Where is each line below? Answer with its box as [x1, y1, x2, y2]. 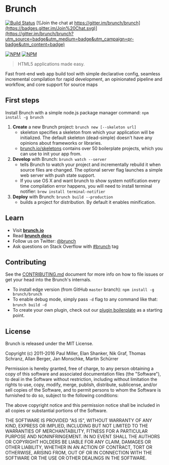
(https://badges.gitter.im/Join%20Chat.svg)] [5, 25, 97, 31]
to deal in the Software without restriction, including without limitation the [5, 376, 157, 383]
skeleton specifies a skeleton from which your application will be [20, 129, 155, 135]
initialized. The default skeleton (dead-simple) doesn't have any [20, 135, 153, 141]
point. [12, 312, 25, 319]
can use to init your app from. [20, 150, 82, 157]
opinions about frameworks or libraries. [20, 140, 102, 146]
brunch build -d [12, 303, 47, 308]
